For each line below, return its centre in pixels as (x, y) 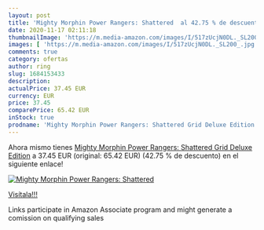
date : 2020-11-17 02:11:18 (52, 30)
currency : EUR (31, 96)
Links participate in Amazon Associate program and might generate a (120, 210)
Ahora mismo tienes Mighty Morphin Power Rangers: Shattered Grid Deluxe (130, 147)
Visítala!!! (23, 194)
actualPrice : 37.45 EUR (47, 88)
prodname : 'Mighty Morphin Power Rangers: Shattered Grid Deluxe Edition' (133, 125)
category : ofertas (38, 60)
